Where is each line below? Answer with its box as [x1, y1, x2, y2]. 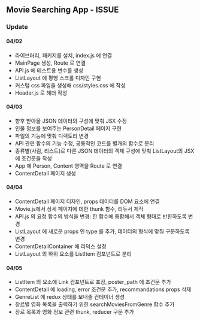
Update [6, 23, 28, 31]
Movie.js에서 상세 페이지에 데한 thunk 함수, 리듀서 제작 [14, 205, 144, 212]
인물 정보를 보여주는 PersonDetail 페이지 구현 [14, 125, 122, 132]
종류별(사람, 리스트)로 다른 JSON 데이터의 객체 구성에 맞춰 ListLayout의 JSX [14, 147, 195, 155]
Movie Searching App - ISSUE [6, 5, 119, 15]
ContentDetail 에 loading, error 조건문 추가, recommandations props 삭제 [14, 286, 192, 293]
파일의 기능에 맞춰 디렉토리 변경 [14, 132, 89, 140]
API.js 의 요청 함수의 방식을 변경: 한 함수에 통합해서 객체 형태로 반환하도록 [14, 213, 187, 220]
